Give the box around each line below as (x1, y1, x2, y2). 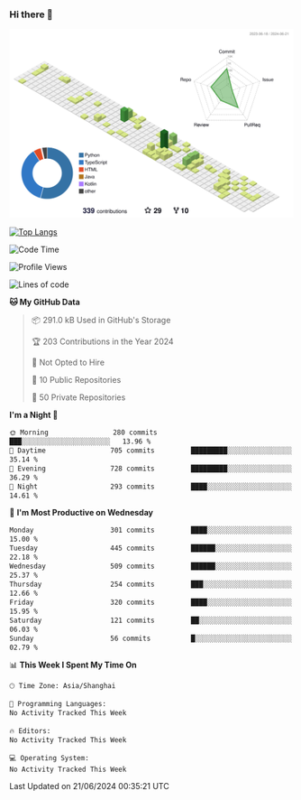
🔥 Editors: (9, 727, 51, 736)
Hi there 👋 (9, 8, 54, 21)
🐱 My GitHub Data (9, 297, 81, 308)
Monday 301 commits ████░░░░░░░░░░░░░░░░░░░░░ (9, 526, 293, 535)
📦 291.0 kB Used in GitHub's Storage (31, 315, 171, 326)
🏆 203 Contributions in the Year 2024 (31, 336, 174, 347)
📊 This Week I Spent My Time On (9, 659, 137, 671)
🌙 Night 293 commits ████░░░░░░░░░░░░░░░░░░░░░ (9, 482, 293, 491)
